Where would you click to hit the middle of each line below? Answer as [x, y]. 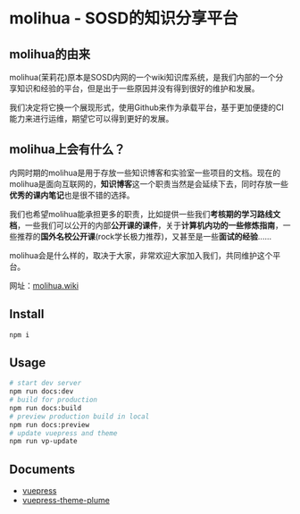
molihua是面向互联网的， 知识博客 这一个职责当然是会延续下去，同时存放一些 [149, 183]
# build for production [54, 400]
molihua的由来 [50, 54]
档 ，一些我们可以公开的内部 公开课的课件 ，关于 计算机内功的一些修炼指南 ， [146, 225]
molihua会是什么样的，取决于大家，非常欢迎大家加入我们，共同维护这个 [141, 255]
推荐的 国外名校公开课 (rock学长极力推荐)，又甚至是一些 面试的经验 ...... [144, 236]
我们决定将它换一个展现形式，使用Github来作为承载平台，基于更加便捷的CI [146, 107]
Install [27, 314]
